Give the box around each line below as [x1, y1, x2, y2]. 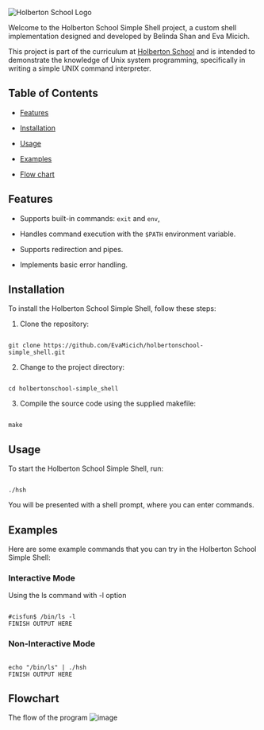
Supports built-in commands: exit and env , [19, 213, 160, 223]
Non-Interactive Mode [8, 639, 96, 650]
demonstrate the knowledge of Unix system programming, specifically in [8, 56, 246, 64]
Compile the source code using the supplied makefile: [19, 398, 197, 409]
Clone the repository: [19, 319, 90, 329]
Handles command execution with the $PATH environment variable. [19, 229, 236, 239]
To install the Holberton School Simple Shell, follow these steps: [8, 304, 216, 313]
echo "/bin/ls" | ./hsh [8, 663, 87, 671]
